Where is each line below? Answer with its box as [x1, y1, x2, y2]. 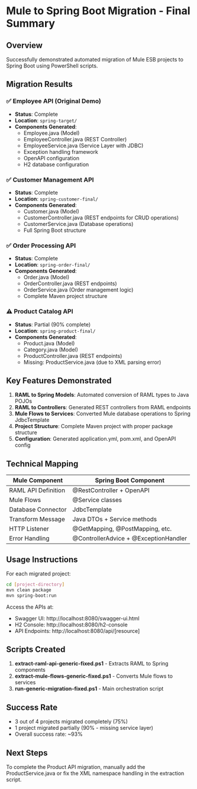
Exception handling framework [23, 148, 99, 155]
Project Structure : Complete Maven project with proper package [14, 423, 173, 430]
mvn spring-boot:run [6, 593, 57, 599]
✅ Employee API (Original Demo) [6, 97, 102, 105]
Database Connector [9, 506, 67, 514]
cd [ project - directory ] [6, 581, 65, 588]
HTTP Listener [9, 525, 49, 533]
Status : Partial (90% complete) [14, 321, 91, 328]
